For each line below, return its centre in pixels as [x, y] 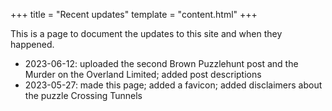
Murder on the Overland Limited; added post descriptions [143, 74]
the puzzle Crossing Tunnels [83, 95]
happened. [32, 44]
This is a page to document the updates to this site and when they [146, 33]
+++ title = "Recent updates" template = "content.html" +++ [134, 14]
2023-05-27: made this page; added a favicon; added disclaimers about [173, 85]
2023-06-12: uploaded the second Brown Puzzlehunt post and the [161, 63]
